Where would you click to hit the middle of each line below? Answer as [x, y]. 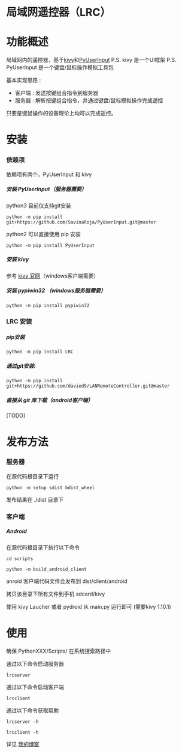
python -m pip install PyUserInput [51, 245]
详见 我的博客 [23, 744]
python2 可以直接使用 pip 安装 [43, 234]
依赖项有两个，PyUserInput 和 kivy [49, 174]
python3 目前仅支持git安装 [39, 206]
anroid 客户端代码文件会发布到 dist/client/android [67, 581]
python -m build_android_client [46, 569]
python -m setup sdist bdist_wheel [51, 487]
